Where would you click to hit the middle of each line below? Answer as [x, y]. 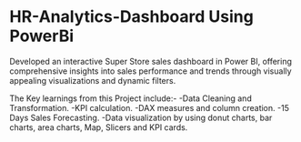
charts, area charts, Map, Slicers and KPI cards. [99, 127]
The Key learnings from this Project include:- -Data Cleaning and [130, 98]
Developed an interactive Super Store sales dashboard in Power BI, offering [151, 61]
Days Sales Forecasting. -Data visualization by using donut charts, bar [141, 117]
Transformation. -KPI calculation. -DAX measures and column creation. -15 [149, 107]
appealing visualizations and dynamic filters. [93, 80]
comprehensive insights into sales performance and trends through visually [151, 71]
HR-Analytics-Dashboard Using [132, 17]
